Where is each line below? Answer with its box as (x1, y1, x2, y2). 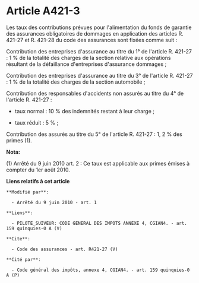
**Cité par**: (6, 256, 42, 262)
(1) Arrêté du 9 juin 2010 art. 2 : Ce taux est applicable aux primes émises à (6, 160, 190, 167)
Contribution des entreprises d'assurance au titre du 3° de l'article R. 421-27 (6, 72, 193, 79)
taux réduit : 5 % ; (14, 119, 59, 126)
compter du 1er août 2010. (6, 166, 70, 173)
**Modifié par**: (6, 189, 49, 195)
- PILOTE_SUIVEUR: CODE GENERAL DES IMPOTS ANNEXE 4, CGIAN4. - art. (11, 220, 187, 226)
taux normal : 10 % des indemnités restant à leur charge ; (14, 107, 155, 115)
